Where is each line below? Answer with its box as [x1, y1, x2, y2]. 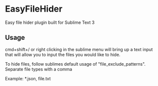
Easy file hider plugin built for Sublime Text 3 [5, 19, 95, 25]
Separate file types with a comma [5, 66, 72, 72]
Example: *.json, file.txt [5, 75, 51, 81]
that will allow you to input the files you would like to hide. [5, 52, 121, 57]
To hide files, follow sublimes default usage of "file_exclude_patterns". [5, 61, 146, 67]
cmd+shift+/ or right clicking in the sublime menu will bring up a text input [5, 46, 153, 52]
